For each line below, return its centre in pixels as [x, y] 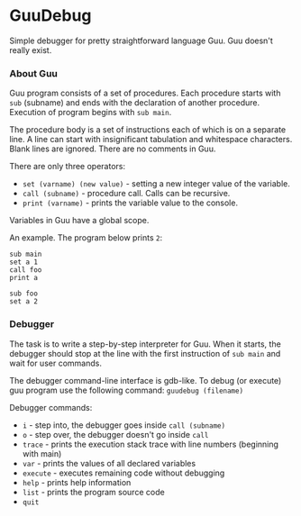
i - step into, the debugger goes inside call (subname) [124, 425]
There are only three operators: [68, 167]
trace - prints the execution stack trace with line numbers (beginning [150, 444]
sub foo [24, 294]
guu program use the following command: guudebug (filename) [127, 390]
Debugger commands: [51, 407]
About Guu [34, 73]
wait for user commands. [55, 363]
